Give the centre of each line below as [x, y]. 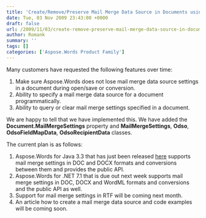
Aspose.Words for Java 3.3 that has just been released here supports [103, 156]
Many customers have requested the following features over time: [90, 69]
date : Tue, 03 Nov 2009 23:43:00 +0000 [57, 18]
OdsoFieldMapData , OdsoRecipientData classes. [69, 132]
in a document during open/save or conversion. [75, 88]
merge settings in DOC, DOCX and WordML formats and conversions [102, 182]
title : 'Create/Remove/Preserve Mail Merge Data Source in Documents [97, 12]
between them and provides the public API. [70, 169]
